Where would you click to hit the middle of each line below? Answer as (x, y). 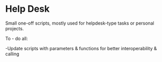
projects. (15, 28)
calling (12, 54)
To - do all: (17, 38)
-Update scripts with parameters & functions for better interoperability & (81, 48)
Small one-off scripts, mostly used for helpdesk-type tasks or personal (80, 23)
